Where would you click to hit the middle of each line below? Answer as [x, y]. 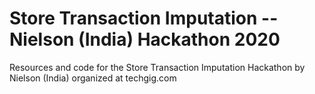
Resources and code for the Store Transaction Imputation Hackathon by [157, 67]
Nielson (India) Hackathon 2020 [145, 39]
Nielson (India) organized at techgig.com [93, 78]
